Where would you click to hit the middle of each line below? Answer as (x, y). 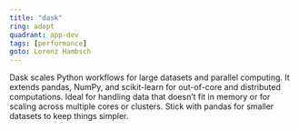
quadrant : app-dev (44, 35)
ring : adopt (32, 26)
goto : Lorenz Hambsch (50, 52)
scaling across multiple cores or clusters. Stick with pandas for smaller (142, 106)
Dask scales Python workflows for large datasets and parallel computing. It (150, 77)
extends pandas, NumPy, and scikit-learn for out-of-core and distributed (145, 87)
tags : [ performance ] (49, 43)
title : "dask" (36, 18)
